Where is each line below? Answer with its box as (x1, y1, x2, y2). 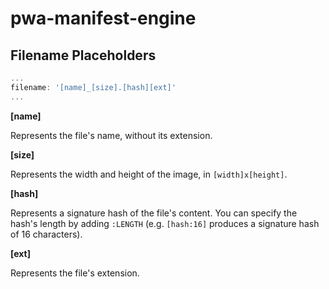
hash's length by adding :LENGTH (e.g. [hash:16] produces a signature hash (10, 217, 320, 229)
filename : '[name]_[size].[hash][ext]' (10, 82, 177, 92)
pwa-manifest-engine (10, 7, 197, 30)
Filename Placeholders (10, 47, 157, 64)
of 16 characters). (10, 228, 83, 240)
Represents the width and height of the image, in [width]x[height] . (10, 168, 288, 180)
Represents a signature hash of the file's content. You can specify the (10, 207, 298, 219)
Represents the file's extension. (10, 267, 140, 279)
